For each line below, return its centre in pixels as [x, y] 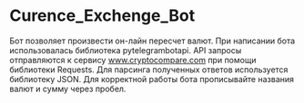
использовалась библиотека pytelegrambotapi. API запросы [126, 50]
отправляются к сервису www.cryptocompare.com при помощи [133, 60]
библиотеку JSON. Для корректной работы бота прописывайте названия [152, 79]
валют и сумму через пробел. [68, 89]
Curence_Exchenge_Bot [102, 16]
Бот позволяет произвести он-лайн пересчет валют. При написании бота [152, 41]
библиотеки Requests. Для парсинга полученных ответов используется [149, 70]
